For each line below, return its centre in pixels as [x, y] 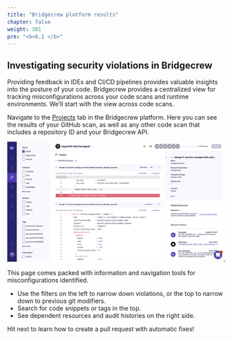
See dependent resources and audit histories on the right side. [106, 316]
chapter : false [29, 22]
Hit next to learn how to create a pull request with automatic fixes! [101, 329]
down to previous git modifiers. [61, 301]
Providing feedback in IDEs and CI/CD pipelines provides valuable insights [113, 82]
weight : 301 [24, 29]
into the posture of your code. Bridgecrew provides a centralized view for [112, 89]
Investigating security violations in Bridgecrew [110, 65]
